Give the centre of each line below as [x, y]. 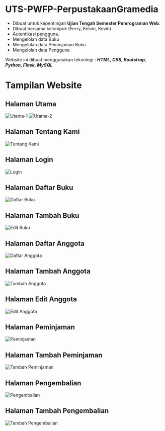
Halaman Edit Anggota [41, 299]
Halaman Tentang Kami [43, 132]
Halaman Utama [31, 104]
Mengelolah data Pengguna [41, 50]
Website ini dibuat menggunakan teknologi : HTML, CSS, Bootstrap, [76, 59]
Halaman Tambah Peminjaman [54, 355]
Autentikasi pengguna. [36, 34]
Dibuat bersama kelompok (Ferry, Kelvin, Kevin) [62, 28]
